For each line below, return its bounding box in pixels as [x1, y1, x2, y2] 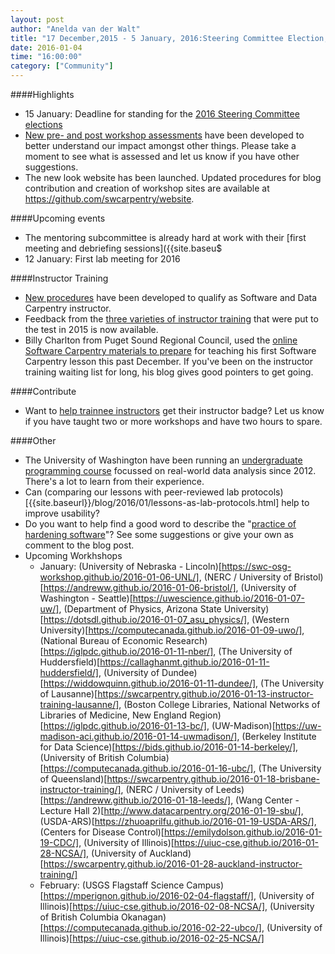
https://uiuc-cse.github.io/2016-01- [173, 837, 320, 848]
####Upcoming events [10, 212, 106, 224]
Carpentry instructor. [24, 302, 112, 314]
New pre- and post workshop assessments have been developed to [24, 129, 305, 141]
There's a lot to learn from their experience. [24, 476, 205, 487]
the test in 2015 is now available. [24, 324, 159, 335]
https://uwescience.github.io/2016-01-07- [132, 592, 305, 604]
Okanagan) [120, 911, 167, 923]
